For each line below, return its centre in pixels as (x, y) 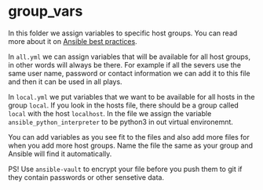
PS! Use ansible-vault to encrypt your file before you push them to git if (125, 169)
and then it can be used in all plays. (66, 82)
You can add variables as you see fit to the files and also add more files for (129, 137)
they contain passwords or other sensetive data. (86, 177)
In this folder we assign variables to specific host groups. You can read (123, 33)
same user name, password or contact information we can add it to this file (129, 73)
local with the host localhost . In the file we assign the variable (110, 113)
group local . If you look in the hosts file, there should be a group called (124, 105)
